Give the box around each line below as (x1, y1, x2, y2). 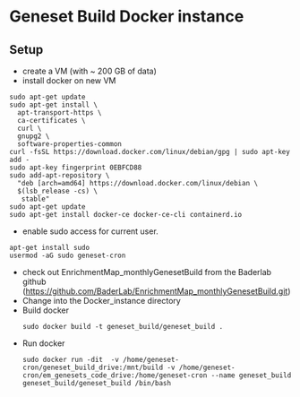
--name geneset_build (210, 371, 292, 380)
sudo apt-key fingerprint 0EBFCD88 (9, 163, 142, 172)
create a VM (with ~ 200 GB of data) (21, 65, 157, 76)
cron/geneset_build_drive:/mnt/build (21, 363, 164, 372)
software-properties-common (17, 140, 123, 149)
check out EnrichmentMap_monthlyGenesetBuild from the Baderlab (21, 267, 271, 277)
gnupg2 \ (17, 132, 50, 141)
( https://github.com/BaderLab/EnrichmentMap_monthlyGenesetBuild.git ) (21, 286, 291, 297)
